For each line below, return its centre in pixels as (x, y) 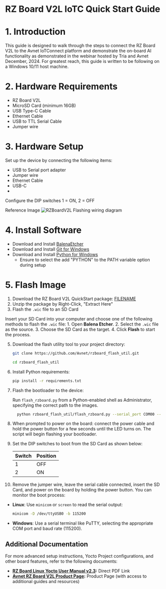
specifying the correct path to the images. (55, 405)
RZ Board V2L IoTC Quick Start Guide (83, 9)
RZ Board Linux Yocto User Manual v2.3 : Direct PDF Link (71, 571)
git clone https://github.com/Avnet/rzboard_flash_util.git (76, 353)
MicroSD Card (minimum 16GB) (44, 106)
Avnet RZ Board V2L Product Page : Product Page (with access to (80, 576)
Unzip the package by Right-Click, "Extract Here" (62, 304)
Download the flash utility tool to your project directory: (69, 344)
